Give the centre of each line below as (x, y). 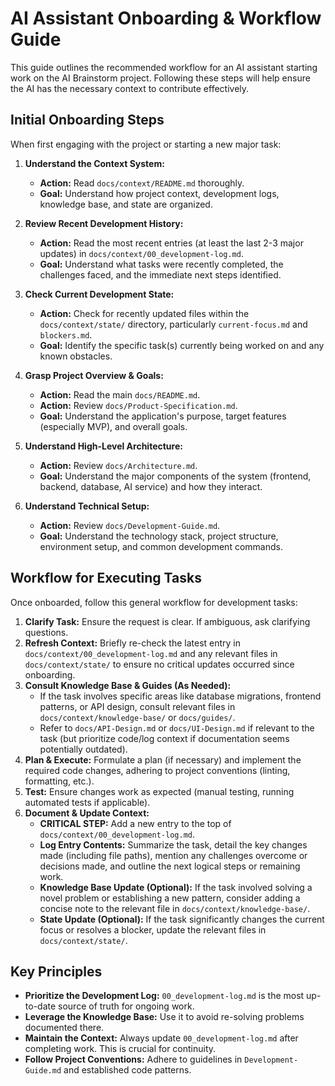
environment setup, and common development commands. (161, 546)
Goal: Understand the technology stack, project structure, (159, 536)
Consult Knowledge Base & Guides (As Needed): (128, 685)
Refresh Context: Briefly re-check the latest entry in (133, 643)
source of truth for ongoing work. (126, 1006)
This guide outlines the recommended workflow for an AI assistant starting (164, 67)
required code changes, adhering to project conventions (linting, (157, 770)
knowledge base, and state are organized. (126, 204)
